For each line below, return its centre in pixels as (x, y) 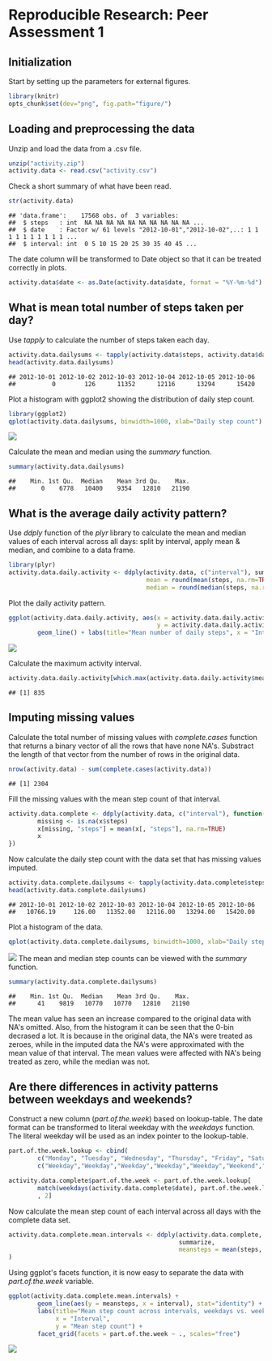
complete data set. (40, 1219)
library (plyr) (32, 565)
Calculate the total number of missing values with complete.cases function (133, 737)
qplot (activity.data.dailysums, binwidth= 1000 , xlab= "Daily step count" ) (136, 421)
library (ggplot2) (38, 414)
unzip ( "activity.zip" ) (47, 164)
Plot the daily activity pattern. (57, 603)
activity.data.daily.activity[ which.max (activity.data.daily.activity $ (132, 678)
